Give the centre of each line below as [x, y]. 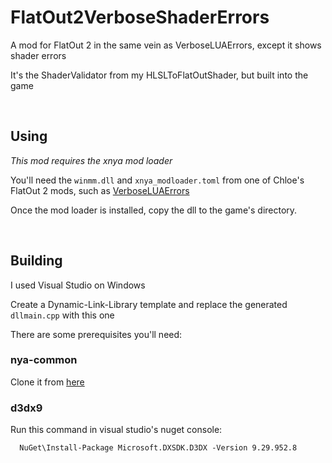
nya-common [44, 360]
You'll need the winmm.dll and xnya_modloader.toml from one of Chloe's [157, 180]
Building [36, 261]
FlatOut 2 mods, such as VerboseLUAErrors [100, 190]
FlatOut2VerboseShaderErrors [140, 17]
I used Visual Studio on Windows [78, 285]
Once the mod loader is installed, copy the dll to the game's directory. [154, 210]
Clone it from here [47, 382]
